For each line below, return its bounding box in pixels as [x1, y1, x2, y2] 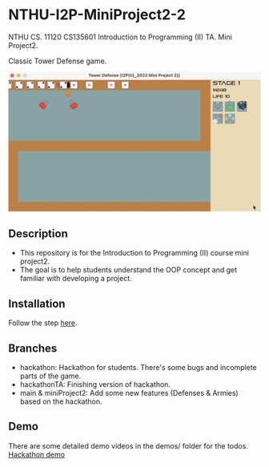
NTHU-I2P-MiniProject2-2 [8, 6, 187, 24]
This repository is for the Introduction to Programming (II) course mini [19, 248, 250, 258]
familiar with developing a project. [19, 274, 132, 284]
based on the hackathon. [19, 397, 102, 406]
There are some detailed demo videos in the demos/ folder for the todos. [8, 441, 248, 450]
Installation [8, 296, 66, 310]
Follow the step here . [8, 318, 78, 328]
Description [8, 227, 68, 240]
